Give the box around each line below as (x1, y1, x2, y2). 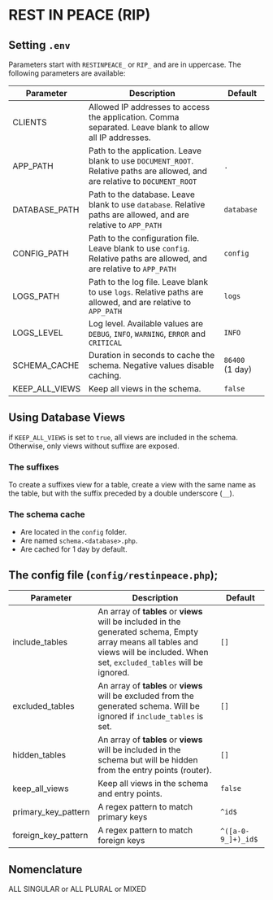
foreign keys (97, 835, 145, 846)
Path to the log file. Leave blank (88, 277, 209, 287)
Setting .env (8, 38, 71, 52)
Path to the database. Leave (88, 189, 195, 200)
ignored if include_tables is (97, 710, 204, 722)
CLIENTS (12, 116, 47, 128)
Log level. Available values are (88, 318, 204, 329)
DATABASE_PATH (12, 204, 80, 215)
